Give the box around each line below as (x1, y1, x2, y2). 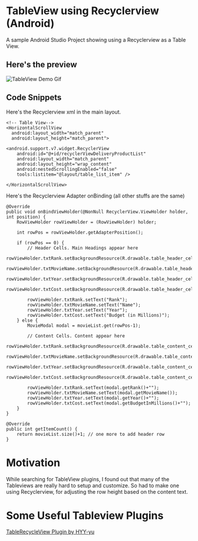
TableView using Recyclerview (6, 4, 159, 18)
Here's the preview (6, 60, 78, 70)
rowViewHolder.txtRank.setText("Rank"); (27, 297, 128, 303)
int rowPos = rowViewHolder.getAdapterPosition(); (16, 229, 144, 235)
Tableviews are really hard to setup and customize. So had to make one (6, 482, 180, 489)
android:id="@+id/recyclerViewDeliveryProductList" (16, 151, 146, 157)
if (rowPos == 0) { (16, 239, 65, 246)
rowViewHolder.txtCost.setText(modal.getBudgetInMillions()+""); (27, 400, 192, 406)
